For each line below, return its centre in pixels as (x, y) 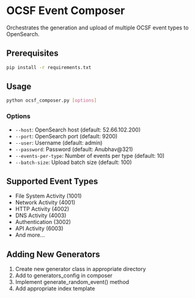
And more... (30, 235)
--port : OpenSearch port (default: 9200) (66, 136)
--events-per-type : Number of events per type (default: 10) (90, 155)
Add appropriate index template (55, 289)
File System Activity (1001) (48, 196)
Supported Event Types (52, 181)
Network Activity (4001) (45, 203)
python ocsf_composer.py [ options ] (52, 101)
